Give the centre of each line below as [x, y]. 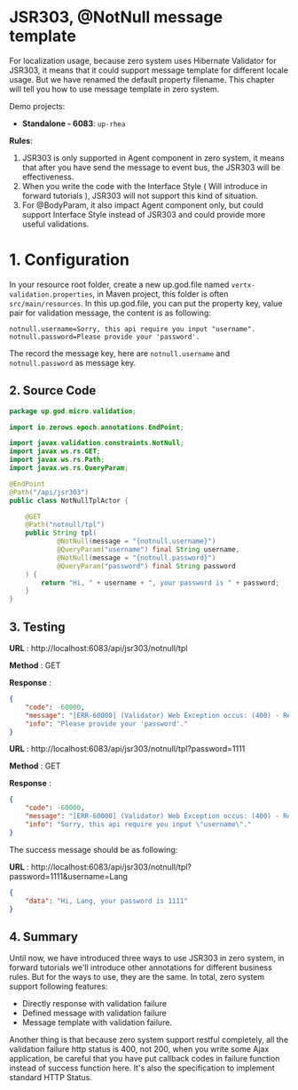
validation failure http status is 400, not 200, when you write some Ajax [139, 1049]
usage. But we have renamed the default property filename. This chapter [142, 79]
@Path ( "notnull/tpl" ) [65, 525]
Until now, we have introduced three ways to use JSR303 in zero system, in [147, 959]
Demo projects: [37, 106]
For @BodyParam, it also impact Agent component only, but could [142, 205]
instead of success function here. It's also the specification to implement [142, 1068]
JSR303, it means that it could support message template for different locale [149, 70]
